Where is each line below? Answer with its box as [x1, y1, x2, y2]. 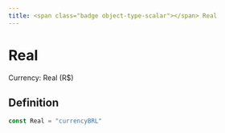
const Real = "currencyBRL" [8, 117, 103, 125]
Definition [8, 95, 59, 109]
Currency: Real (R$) [8, 73, 74, 83]
